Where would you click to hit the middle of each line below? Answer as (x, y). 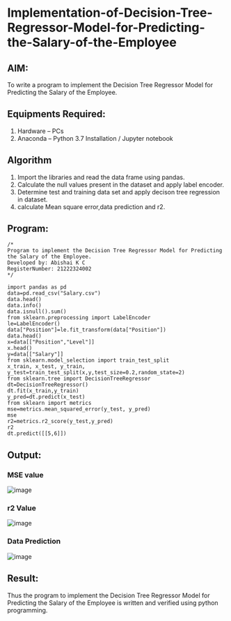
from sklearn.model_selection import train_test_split (88, 360)
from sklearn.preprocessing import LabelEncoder (79, 318)
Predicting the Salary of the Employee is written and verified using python (113, 603)
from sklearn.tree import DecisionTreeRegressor (79, 379)
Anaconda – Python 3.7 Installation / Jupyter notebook (95, 138)
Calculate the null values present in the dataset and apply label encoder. (121, 184)
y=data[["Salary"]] (35, 354)
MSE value (25, 475)
